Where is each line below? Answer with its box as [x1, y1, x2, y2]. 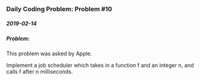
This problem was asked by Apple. [6, 50, 92, 57]
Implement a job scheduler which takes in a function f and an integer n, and [6, 62, 195, 69]
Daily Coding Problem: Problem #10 [6, 5, 112, 13]
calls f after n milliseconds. [6, 68, 73, 75]
